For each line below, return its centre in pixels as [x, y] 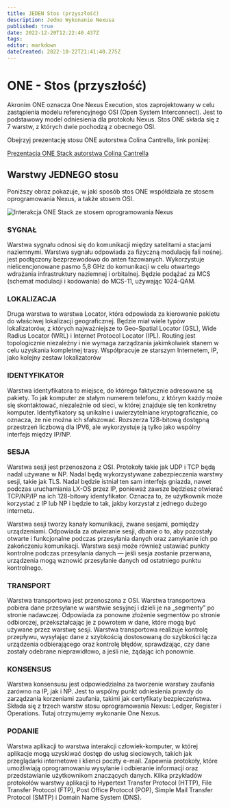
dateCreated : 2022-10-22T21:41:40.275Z [64, 52]
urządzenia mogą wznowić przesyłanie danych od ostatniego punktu [104, 560]
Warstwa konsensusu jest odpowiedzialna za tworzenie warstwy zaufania [111, 684]
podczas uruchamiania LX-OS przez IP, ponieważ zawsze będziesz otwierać [115, 489]
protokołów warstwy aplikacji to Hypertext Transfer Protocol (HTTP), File [110, 783]
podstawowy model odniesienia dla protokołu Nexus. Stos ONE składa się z [113, 119]
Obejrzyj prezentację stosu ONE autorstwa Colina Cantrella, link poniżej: [109, 140]
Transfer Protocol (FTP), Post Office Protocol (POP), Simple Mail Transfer [110, 789]
